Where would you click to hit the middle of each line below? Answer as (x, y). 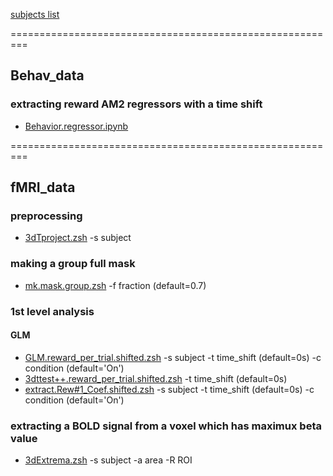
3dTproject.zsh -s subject (78, 238)
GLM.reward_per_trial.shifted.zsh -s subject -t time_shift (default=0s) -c (173, 357)
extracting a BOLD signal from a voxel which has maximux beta (166, 426)
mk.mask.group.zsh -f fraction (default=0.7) (115, 285)
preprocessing (46, 216)
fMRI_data (43, 187)
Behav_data (47, 75)
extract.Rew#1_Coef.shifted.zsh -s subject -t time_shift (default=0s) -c (169, 389)
